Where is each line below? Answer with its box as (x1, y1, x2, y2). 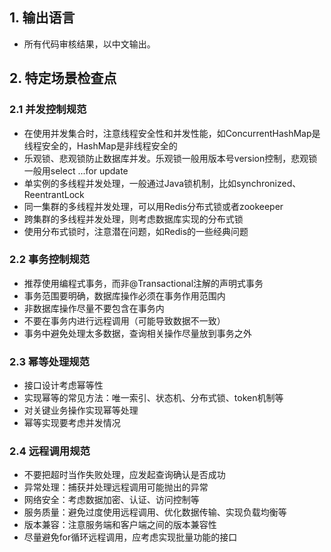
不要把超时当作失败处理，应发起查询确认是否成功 (23, 469, 226, 481)
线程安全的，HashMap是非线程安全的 (23, 139, 178, 152)
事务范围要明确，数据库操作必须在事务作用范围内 (23, 289, 226, 302)
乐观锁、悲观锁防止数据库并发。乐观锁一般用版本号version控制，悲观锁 (23, 152, 318, 164)
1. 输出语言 (9, 9, 76, 27)
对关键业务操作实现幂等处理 (23, 404, 139, 417)
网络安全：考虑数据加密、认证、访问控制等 (23, 494, 200, 506)
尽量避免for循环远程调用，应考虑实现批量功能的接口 (23, 531, 238, 543)
